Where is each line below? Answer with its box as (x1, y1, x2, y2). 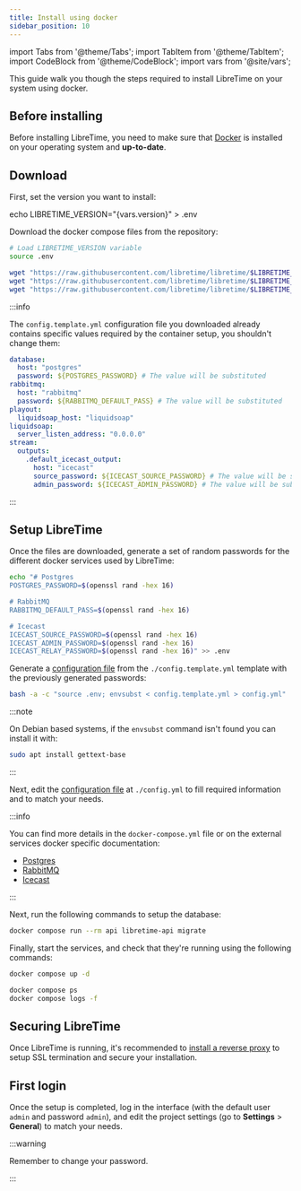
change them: (9, 337, 61, 348)
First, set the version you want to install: (9, 192, 157, 203)
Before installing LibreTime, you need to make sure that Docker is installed (9, 132, 283, 143)
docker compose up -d (9, 969, 90, 978)
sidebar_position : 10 (9, 22, 90, 30)
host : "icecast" (32, 463, 94, 472)
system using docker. (9, 83, 89, 93)
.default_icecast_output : (25, 455, 123, 464)
